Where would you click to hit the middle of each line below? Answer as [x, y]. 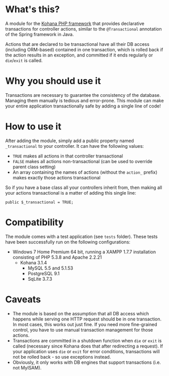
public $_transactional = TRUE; [39, 202]
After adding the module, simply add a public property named [70, 141]
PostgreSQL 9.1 [44, 273]
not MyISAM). [27, 367]
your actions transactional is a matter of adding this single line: [71, 193]
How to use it [33, 127]
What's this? [32, 9]
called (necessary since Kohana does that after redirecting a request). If [88, 346]
